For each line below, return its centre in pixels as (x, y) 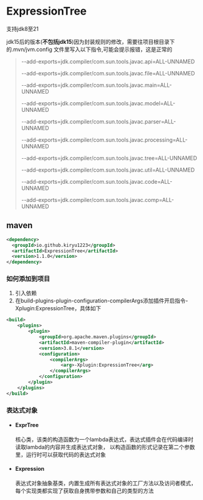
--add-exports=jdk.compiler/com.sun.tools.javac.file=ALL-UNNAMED (108, 73)
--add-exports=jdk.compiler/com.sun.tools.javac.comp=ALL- (98, 200)
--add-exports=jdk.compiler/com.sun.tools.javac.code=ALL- (97, 181)
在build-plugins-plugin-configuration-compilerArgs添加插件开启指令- (101, 301)
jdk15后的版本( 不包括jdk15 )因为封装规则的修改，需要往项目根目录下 (91, 41)
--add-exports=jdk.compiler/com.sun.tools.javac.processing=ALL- (104, 140)
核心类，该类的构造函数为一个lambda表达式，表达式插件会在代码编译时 (104, 439)
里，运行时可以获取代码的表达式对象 (60, 454)
